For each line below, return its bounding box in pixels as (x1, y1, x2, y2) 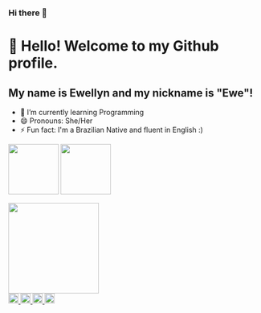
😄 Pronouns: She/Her (19, 116, 93, 126)
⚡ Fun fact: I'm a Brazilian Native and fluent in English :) (19, 125, 203, 134)
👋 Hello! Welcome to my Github (8, 37, 219, 56)
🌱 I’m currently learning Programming (19, 107, 145, 117)
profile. (8, 54, 59, 72)
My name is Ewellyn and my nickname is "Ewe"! (8, 86, 254, 100)
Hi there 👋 (8, 7, 48, 19)
